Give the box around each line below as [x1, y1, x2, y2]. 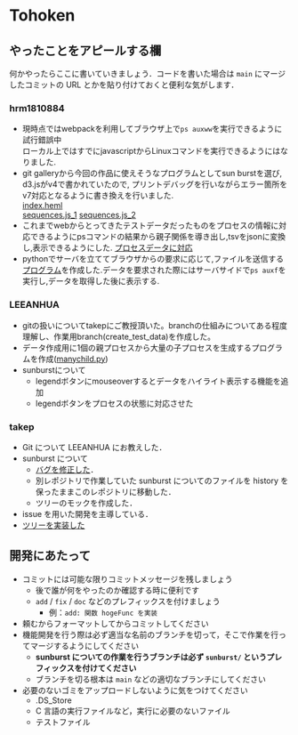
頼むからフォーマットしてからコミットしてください [21, 618, 209, 628]
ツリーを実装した [21, 520, 85, 530]
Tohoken [9, 5, 76, 26]
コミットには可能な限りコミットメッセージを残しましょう [21, 573, 233, 584]
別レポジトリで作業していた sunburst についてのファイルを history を [35, 475, 289, 486]
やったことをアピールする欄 [9, 43, 162, 58]
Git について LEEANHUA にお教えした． [21, 441, 167, 452]
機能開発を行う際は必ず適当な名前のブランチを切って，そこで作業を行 [21, 629, 279, 640]
